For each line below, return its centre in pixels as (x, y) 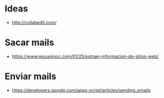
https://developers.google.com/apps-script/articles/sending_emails (81, 90)
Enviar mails (31, 76)
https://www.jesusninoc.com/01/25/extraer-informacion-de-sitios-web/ (85, 56)
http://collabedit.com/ (34, 22)
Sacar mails (29, 43)
